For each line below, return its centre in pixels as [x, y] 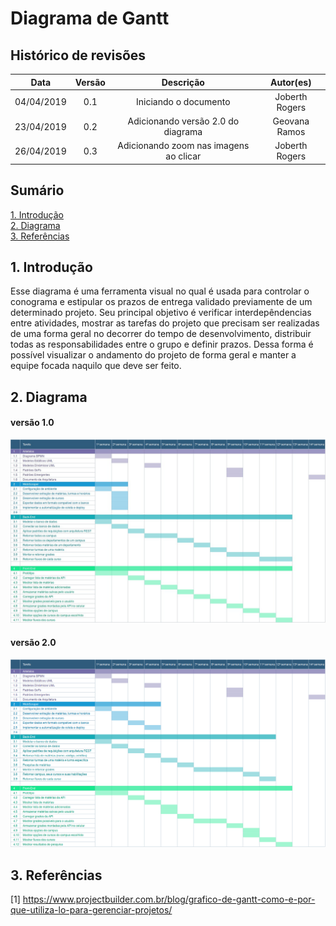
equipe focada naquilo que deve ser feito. [96, 366]
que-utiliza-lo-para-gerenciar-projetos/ [91, 910]
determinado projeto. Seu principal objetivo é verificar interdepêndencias [161, 313]
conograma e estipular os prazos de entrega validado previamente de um [161, 302]
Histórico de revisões [78, 55]
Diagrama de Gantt [90, 18]
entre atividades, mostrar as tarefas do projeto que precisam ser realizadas [165, 323]
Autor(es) [291, 82]
